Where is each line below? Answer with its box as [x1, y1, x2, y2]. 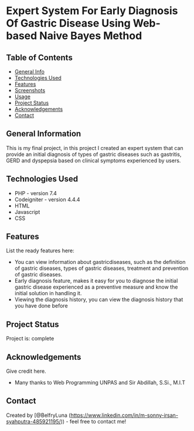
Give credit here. [6, 367, 46, 375]
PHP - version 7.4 [14, 189, 57, 196]
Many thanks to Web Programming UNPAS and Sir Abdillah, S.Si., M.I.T [14, 379, 186, 386]
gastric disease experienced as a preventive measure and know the [14, 283, 178, 290]
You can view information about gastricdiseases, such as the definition [14, 259, 186, 266]
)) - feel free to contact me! [60, 417, 127, 425]
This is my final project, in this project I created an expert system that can [6, 144, 183, 151]
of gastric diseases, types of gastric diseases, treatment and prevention [14, 265, 189, 272]
